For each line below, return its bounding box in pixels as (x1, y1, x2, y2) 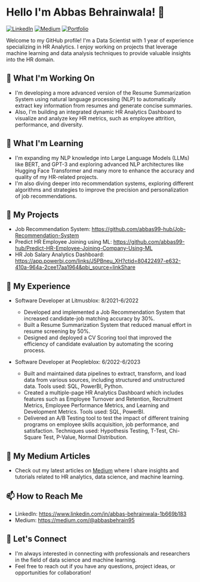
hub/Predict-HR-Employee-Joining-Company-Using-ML (14, 245, 153, 252)
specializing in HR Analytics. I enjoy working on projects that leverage (6, 43, 178, 50)
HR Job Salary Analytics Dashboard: (14, 251, 104, 258)
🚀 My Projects (6, 210, 59, 220)
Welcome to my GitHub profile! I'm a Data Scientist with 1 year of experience (6, 37, 194, 44)
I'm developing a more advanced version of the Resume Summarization (14, 89, 191, 96)
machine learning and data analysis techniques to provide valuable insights (6, 49, 191, 56)
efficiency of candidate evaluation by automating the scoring (23, 341, 174, 348)
